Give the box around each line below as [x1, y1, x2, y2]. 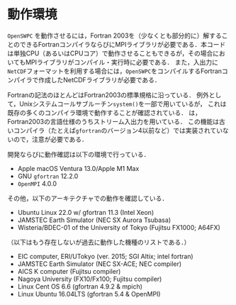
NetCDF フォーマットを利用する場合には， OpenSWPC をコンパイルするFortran [7, 67, 222, 75]
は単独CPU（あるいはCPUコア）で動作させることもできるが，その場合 [7, 49, 213, 57]
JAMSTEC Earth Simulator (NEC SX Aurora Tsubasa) [17, 216, 172, 224]
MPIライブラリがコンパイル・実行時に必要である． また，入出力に [25, 57, 218, 66]
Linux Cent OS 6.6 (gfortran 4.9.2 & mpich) [17, 282, 143, 291]
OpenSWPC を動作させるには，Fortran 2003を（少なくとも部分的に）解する [7, 31, 222, 40]
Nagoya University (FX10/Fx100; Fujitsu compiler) [17, 274, 162, 283]
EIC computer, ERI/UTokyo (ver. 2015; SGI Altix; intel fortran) [17, 252, 193, 260]
